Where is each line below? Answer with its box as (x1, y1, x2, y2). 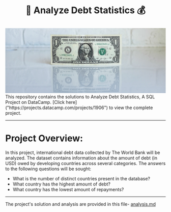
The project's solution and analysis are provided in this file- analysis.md (5, 201, 156, 207)
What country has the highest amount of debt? (12, 181, 111, 187)
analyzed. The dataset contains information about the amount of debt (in (5, 154, 158, 161)
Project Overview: (5, 132, 83, 144)
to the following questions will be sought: (5, 166, 92, 172)
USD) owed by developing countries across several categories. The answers (5, 160, 166, 166)
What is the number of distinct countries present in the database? (12, 175, 151, 181)
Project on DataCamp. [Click (5, 99, 65, 105)
